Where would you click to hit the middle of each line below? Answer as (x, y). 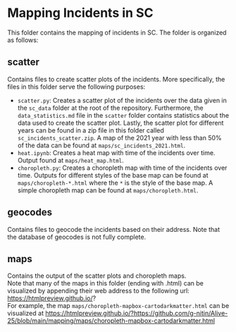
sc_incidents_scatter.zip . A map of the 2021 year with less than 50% (119, 137)
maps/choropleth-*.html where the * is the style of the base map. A (115, 183)
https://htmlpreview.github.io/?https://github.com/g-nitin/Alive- (137, 313)
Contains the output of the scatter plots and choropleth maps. (97, 276)
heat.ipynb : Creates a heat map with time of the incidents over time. (116, 152)
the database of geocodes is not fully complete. (77, 237)
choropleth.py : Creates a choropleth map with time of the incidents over (122, 168)
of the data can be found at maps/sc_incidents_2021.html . (101, 145)
